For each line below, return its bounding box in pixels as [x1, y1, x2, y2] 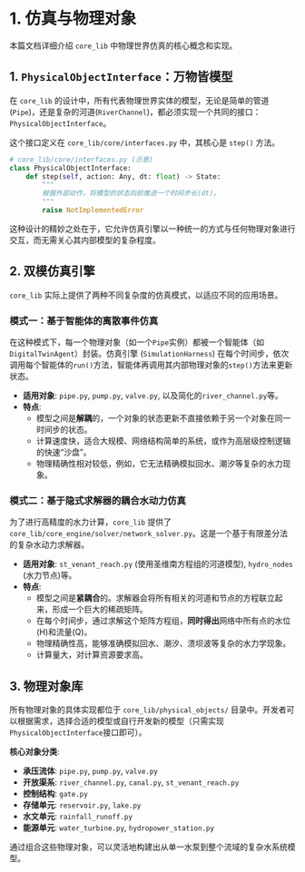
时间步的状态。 [35, 424, 93, 435]
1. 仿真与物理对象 [9, 8, 137, 29]
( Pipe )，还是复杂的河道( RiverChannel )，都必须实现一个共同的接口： [9, 106, 261, 117]
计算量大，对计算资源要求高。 [35, 650, 148, 661]
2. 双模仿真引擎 [9, 264, 95, 279]
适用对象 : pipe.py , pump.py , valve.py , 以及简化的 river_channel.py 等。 [22, 389, 283, 400]
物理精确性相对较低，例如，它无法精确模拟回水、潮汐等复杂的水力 [35, 457, 283, 468]
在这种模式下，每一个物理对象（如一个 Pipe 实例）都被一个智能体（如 [9, 337, 265, 348]
